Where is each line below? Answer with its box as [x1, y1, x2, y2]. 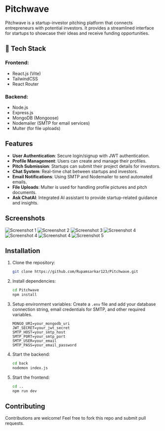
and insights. [12, 199, 38, 205]
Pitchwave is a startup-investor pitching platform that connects [5, 20, 133, 26]
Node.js [12, 104, 29, 110]
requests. [5, 420, 25, 427]
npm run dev [12, 388, 37, 394]
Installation [5, 246, 40, 255]
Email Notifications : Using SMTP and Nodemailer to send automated [12, 173, 153, 179]
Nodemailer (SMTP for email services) [12, 120, 90, 126]
